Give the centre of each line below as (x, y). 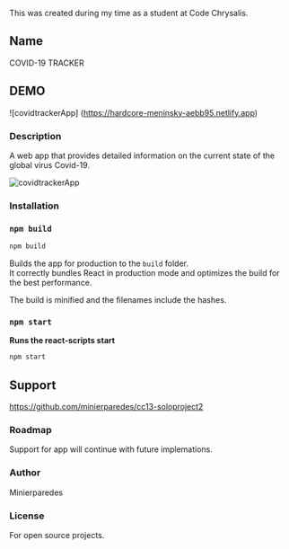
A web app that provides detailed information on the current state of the (142, 155)
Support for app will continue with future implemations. (111, 449)
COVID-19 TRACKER (47, 63)
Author (25, 473)
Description (35, 136)
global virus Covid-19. (50, 164)
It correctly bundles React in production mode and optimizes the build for (144, 273)
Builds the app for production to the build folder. (99, 263)
